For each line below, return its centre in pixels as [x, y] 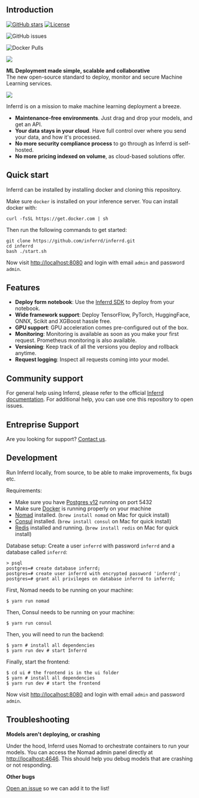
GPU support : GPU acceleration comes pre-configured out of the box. [102, 327]
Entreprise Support [43, 425]
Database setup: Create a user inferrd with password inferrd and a [91, 546]
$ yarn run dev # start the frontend [53, 683]
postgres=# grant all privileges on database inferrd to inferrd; [91, 579]
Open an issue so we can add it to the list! [58, 788]
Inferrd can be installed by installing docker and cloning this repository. [94, 189]
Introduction [30, 10]
